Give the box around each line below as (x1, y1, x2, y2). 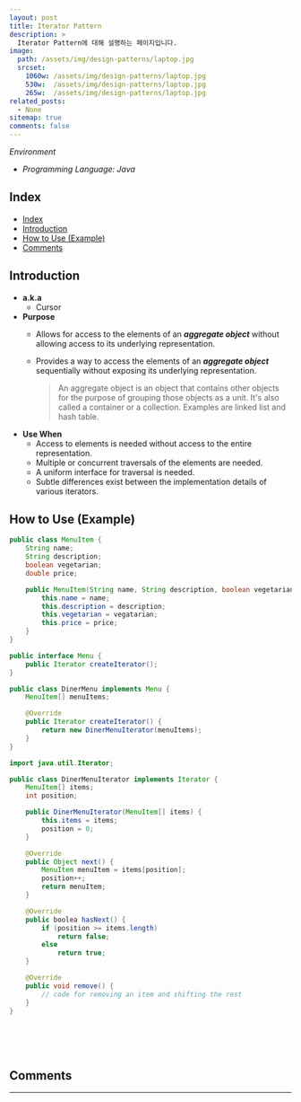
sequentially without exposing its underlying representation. (35, 365, 257, 375)
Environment (9, 146, 56, 157)
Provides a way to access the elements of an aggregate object (35, 356, 270, 366)
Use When (21, 428, 63, 439)
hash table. (57, 410, 99, 422)
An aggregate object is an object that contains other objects (57, 383, 279, 393)
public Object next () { (25, 857, 115, 867)
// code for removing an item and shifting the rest (41, 990, 243, 999)
